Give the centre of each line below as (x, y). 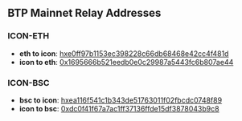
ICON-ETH (29, 36)
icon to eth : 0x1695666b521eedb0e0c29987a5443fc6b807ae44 (126, 62)
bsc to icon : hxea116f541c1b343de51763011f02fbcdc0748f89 (121, 100)
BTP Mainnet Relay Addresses (84, 13)
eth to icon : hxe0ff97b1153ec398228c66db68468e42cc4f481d (124, 53)
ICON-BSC (29, 83)
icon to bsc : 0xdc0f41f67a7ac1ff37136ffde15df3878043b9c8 (119, 108)
